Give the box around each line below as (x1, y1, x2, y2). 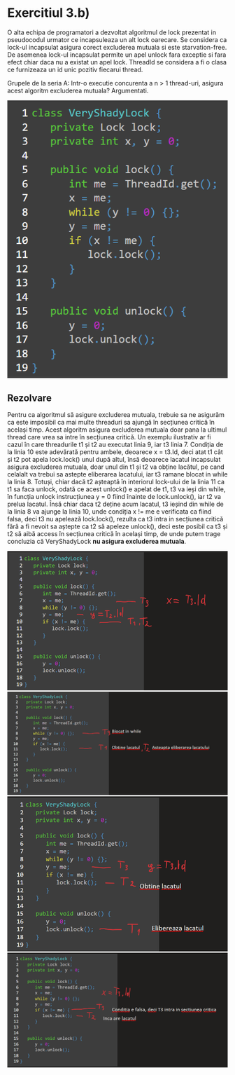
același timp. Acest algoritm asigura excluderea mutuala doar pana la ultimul (7, 425, 227, 434)
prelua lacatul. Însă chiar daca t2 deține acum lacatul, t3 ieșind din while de (7, 500, 224, 508)
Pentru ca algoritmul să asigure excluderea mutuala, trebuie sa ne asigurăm (7, 410, 225, 418)
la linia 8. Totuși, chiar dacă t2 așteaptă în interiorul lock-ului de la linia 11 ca (7, 477, 225, 486)
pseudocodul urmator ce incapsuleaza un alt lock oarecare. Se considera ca (7, 35, 227, 43)
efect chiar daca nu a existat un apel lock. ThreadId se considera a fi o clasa (7, 57, 227, 66)
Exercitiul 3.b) (7, 5, 90, 21)
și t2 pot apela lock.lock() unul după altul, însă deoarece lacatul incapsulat (7, 455, 221, 463)
